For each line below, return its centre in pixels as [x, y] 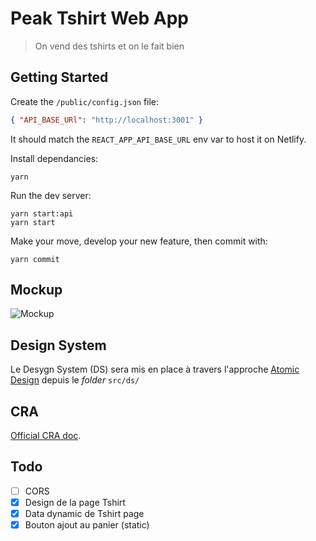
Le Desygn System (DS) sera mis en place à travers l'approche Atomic [155, 369]
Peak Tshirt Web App [99, 18]
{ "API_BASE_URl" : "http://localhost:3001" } [106, 120]
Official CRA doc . [46, 436]
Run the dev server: [51, 195]
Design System [58, 345]
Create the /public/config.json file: [85, 101]
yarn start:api [42, 213]
